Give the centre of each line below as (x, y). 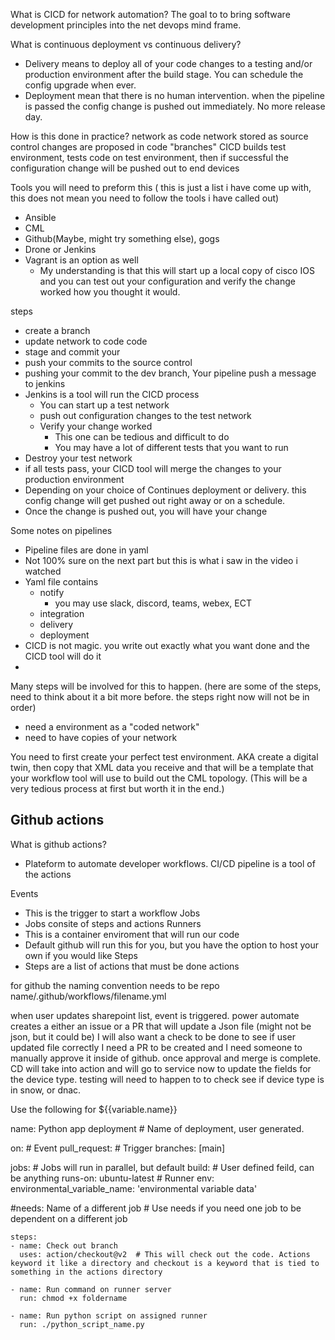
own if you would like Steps (81, 955)
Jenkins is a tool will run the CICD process (112, 394)
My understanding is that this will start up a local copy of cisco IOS (177, 270)
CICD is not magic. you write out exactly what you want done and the (167, 645)
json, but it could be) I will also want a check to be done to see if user (153, 1036)
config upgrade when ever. (80, 85)
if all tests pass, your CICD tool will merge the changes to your (153, 468)
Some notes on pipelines (61, 530)
